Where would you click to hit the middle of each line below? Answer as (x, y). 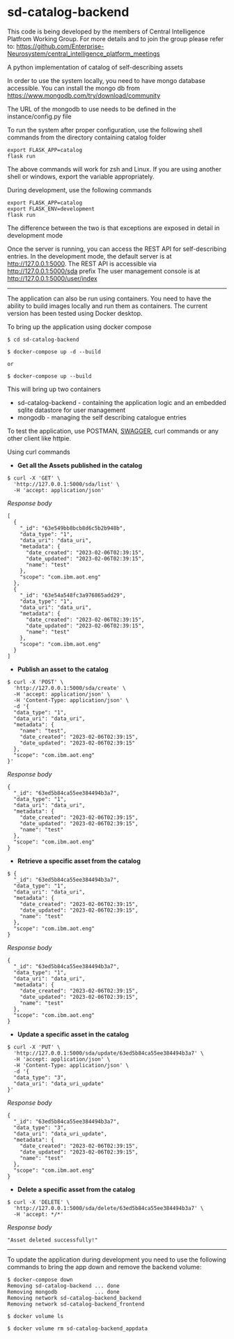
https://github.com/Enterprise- (60, 46)
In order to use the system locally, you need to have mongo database (106, 80)
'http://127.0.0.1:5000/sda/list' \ (67, 484)
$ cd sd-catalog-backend (43, 339)
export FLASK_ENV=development (51, 209)
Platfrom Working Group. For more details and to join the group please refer (116, 38)
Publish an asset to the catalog (63, 669)
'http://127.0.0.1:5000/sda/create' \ (70, 688)
